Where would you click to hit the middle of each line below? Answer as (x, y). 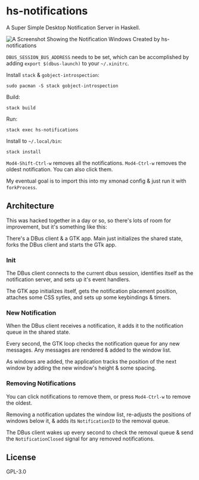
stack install (24, 152)
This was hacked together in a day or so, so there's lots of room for (89, 220)
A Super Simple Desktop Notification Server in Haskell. (73, 27)
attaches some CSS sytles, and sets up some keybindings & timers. (89, 297)
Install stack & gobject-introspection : (53, 75)
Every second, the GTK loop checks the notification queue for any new (93, 344)
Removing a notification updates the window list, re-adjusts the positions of (99, 414)
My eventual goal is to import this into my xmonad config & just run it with (96, 181)
